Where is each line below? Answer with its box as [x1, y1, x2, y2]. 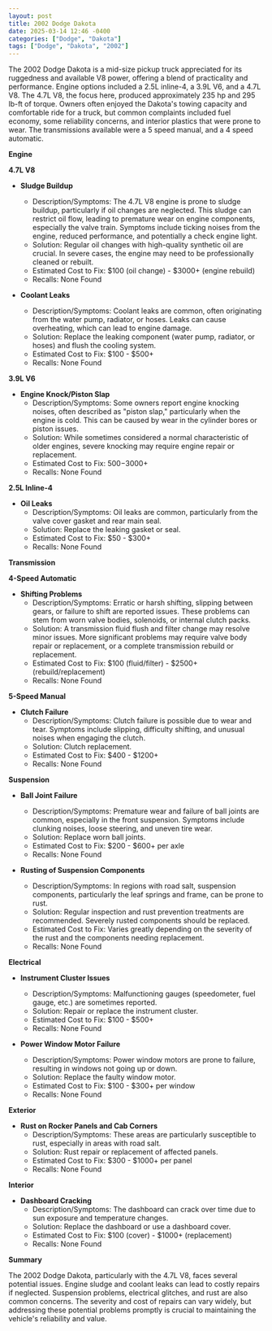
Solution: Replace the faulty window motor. [32, 1072, 176, 1082]
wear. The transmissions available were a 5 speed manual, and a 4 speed [8, 125, 253, 135]
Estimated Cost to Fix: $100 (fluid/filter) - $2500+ [32, 658, 198, 668]
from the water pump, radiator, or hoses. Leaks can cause [32, 315, 227, 325]
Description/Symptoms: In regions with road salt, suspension [32, 881, 237, 891]
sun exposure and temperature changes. [32, 1213, 169, 1223]
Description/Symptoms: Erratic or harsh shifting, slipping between [32, 598, 253, 608]
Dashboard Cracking [19, 1196, 92, 1206]
